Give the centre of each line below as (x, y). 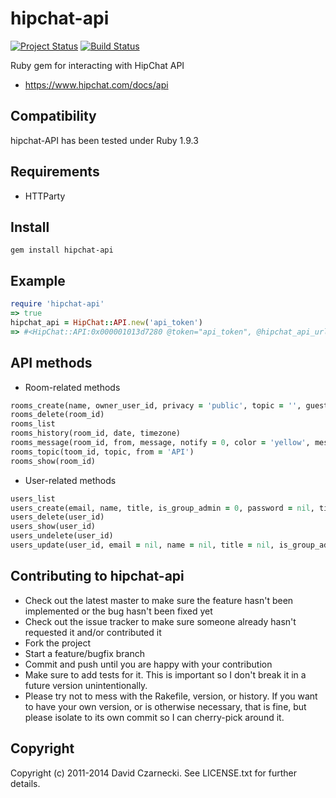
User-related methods (70, 480)
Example (38, 280)
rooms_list (33, 424)
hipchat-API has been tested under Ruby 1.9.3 (104, 140)
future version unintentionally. (86, 685)
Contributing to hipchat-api (97, 576)
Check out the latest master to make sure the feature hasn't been (159, 600)
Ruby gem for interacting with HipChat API (97, 65)
